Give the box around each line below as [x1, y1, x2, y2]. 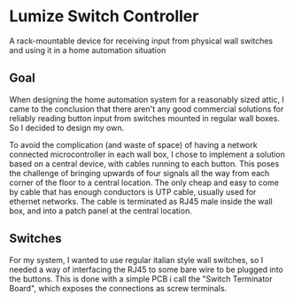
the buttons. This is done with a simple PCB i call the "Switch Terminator [9, 273, 273, 284]
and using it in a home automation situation [9, 44, 166, 55]
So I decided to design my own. [9, 122, 125, 133]
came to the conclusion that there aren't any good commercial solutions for [9, 104, 284, 114]
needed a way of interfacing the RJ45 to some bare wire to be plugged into [9, 264, 283, 275]
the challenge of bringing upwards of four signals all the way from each [9, 167, 270, 178]
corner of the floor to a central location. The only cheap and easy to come [9, 177, 279, 188]
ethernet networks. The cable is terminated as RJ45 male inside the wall [9, 196, 273, 206]
